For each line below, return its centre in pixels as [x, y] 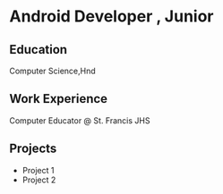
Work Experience [59, 99]
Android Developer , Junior [111, 17]
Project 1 [38, 170]
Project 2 [39, 180]
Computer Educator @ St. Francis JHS [80, 120]
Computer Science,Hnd [52, 71]
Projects [33, 149]
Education [39, 50]
